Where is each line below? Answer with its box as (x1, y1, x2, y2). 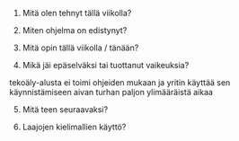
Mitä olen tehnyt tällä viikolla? (22, 8, 132, 18)
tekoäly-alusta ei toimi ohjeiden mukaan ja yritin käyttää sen (9, 77, 231, 88)
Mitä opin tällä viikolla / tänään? (22, 42, 139, 53)
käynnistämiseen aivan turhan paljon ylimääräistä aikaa (9, 87, 214, 97)
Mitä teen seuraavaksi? (22, 104, 109, 115)
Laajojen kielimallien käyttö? (22, 121, 127, 132)
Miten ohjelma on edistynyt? (22, 25, 128, 35)
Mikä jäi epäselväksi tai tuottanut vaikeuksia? (22, 60, 190, 70)
